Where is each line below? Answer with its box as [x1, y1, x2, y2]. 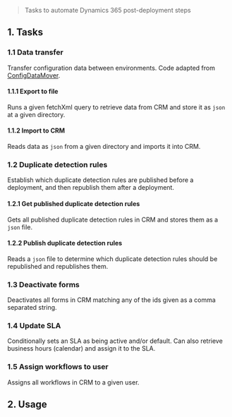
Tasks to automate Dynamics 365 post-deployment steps [24, 6, 192, 14]
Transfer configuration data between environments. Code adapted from [7, 64, 215, 72]
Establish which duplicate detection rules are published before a [7, 176, 194, 184]
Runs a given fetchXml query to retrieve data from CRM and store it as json [7, 102, 226, 111]
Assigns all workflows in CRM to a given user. [7, 377, 140, 387]
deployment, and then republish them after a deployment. [7, 183, 175, 192]
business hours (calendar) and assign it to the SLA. [7, 344, 156, 353]
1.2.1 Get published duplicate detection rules [7, 199, 140, 207]
